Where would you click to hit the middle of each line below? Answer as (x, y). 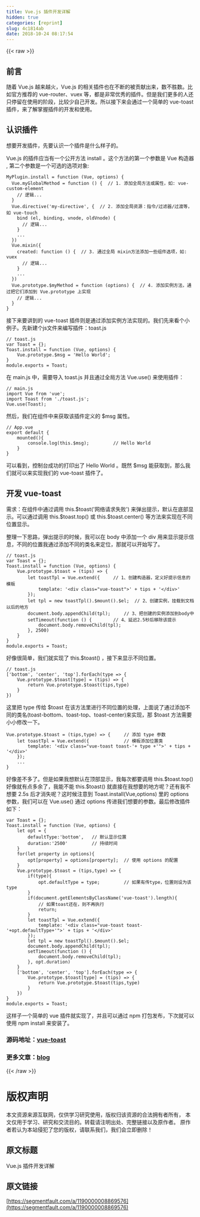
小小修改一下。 (24, 722)
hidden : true (22, 17)
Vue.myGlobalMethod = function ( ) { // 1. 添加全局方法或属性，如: (94, 183)
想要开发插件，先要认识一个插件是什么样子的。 (64, 145)
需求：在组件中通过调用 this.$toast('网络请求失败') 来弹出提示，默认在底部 (97, 509)
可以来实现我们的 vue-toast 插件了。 (61, 472)
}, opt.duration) (49, 962)
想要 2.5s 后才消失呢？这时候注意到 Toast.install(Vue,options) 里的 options (98, 794)
